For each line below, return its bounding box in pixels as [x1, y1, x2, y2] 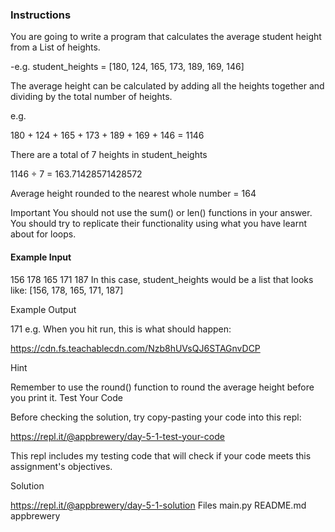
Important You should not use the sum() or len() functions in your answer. [10, 207, 313, 219]
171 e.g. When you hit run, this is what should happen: [10, 323, 232, 335]
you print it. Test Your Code [10, 391, 123, 403]
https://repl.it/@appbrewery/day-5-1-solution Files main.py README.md [10, 499, 307, 511]
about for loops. [10, 228, 77, 240]
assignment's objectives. [10, 460, 113, 472]
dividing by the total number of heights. [10, 91, 173, 103]
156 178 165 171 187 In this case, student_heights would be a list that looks [10, 273, 314, 285]
